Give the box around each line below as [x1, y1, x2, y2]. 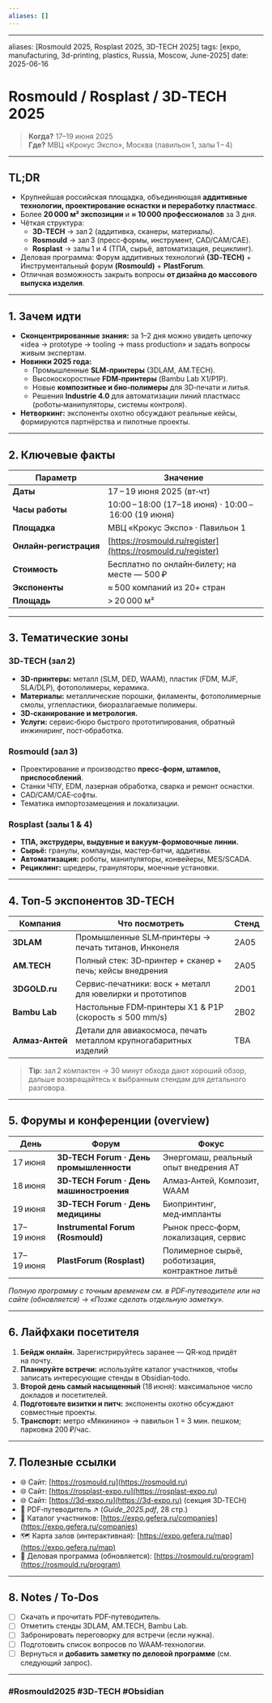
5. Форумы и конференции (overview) [8, 1114, 210, 1128]
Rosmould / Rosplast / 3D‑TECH [8, 87, 227, 105]
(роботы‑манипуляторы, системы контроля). [32, 400, 188, 410]
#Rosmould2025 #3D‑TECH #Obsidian [8, 1685, 164, 1697]
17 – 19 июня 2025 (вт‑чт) [108, 486, 210, 496]
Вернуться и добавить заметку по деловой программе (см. [19, 1649, 232, 1658]
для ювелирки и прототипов [75, 989, 188, 1000]
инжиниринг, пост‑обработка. [19, 726, 124, 735]
